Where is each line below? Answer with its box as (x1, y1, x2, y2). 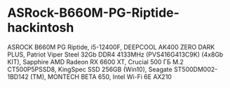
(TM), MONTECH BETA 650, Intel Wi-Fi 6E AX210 (30, 72, 172, 81)
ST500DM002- (174, 65, 218, 73)
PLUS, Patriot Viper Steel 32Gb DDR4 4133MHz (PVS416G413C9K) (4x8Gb (7, 50, 224, 59)
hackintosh (7, 20, 74, 36)
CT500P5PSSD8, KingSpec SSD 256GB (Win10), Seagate (7, 65, 173, 73)
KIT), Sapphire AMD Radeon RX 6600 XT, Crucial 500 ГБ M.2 (7, 57, 184, 66)
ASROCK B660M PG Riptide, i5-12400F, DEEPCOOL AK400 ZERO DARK (7, 43, 215, 51)
